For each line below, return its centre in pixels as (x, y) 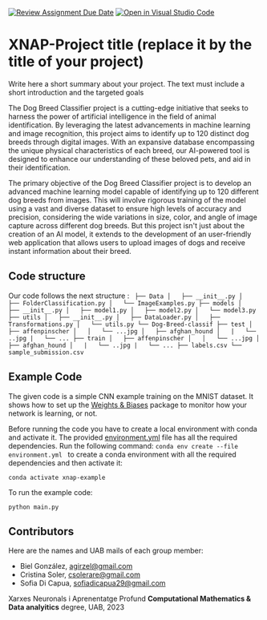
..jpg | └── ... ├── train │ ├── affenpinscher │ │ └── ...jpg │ (134, 338)
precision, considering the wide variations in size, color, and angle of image (133, 217)
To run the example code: (51, 492)
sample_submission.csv (46, 352)
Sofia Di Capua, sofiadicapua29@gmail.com (93, 583)
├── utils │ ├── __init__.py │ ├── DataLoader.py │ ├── (114, 317)
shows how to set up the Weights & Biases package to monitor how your (127, 405)
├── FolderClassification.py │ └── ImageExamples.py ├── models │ (125, 303)
